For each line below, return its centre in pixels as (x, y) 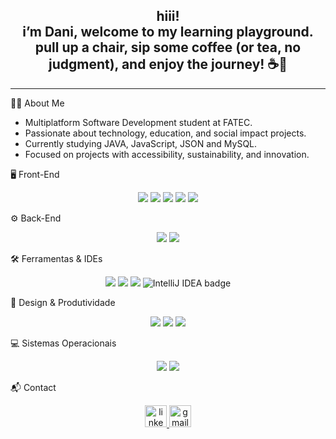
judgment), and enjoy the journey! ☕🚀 (168, 64)
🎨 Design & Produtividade (63, 302)
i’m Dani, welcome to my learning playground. (168, 32)
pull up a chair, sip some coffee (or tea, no (168, 47)
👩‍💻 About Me (37, 103)
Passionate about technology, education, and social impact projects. (165, 133)
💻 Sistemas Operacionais (63, 343)
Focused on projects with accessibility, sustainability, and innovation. (167, 154)
